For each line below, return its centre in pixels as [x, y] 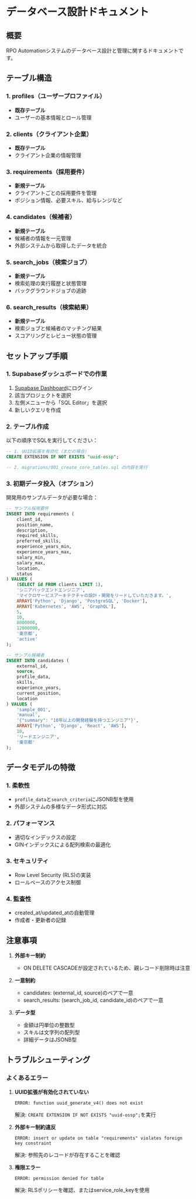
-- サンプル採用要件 [27, 509]
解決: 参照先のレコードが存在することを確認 [67, 1155]
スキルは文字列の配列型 [51, 1032]
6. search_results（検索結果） [49, 307]
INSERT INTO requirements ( [40, 514]
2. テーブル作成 [27, 426]
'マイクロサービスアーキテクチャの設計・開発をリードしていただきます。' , [94, 596]
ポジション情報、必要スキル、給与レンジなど [68, 200]
